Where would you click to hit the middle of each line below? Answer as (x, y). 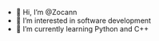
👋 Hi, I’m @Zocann (46, 12)
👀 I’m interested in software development (83, 20)
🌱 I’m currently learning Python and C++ (82, 29)
